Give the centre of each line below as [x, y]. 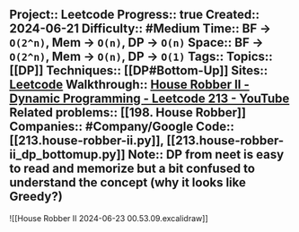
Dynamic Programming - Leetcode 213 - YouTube [149, 99]
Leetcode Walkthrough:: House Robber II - [129, 85]
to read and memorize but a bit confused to [132, 169]
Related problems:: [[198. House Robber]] [128, 112]
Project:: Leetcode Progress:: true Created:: [135, 15]
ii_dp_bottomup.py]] [67, 155]
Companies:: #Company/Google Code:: [122, 127]
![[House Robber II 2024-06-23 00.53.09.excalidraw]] [109, 218]
